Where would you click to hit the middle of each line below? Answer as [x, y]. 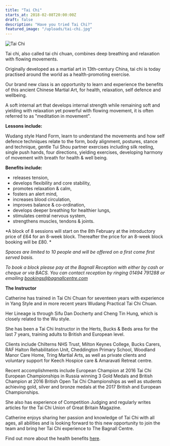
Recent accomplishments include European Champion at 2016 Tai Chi [78, 371]
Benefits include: [24, 168]
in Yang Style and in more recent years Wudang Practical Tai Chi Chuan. [81, 303]
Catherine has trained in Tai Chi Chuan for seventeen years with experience [85, 298]
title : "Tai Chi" [24, 10]
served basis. [20, 257]
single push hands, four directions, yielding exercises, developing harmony [84, 152]
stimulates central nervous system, [50, 216]
